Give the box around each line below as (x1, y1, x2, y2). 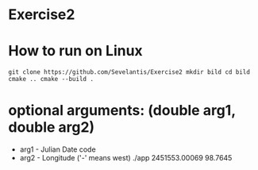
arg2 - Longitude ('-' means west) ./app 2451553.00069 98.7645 (19, 153, 233, 163)
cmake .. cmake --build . (8, 75, 94, 83)
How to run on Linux (8, 42, 143, 60)
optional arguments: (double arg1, (8, 102, 236, 120)
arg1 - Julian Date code (19, 145, 97, 154)
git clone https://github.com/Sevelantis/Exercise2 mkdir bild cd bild (8, 68, 250, 76)
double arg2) (8, 118, 95, 137)
